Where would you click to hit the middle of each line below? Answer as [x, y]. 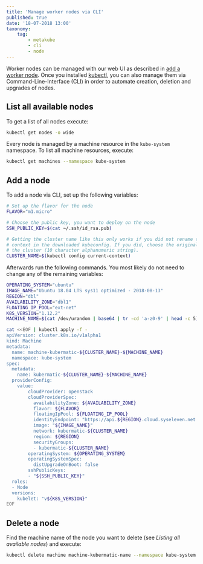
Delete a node [33, 523]
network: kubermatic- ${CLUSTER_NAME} [81, 431]
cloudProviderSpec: [53, 397]
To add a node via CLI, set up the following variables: [72, 195]
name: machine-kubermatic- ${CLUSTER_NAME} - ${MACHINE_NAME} [88, 352]
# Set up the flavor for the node [50, 206]
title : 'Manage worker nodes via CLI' [55, 12]
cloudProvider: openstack [61, 392]
